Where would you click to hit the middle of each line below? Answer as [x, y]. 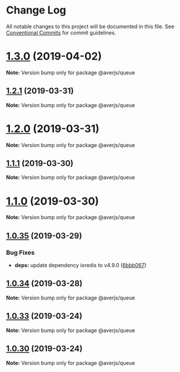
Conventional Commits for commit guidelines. [61, 32]
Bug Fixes [21, 252]
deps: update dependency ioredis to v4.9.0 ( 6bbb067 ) [80, 265]
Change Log [36, 10]
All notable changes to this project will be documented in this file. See [90, 26]
